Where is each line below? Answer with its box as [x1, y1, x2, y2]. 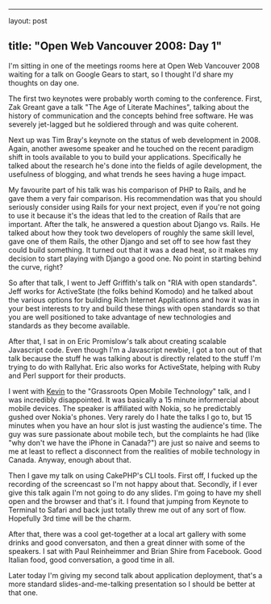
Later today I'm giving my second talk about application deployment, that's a [8, 570, 263, 580]
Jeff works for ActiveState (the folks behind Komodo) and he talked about [8, 286, 254, 296]
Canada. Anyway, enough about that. [8, 455, 131, 464]
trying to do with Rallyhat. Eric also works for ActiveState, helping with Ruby [8, 362, 261, 371]
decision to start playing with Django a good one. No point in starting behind [8, 254, 262, 263]
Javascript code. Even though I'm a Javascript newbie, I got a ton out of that [8, 345, 262, 354]
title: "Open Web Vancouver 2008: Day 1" [8, 40, 223, 53]
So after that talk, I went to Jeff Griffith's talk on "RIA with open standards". [8, 278, 257, 287]
